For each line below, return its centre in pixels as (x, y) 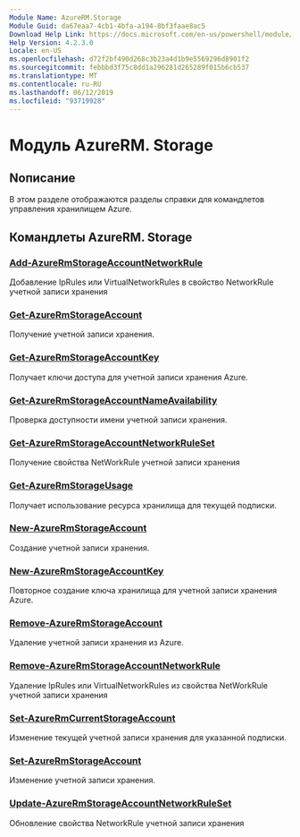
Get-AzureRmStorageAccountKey (84, 357)
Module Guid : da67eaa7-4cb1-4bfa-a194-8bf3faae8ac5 (107, 26)
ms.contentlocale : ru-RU (55, 84)
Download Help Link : (48, 34)
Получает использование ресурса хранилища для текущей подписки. (143, 505)
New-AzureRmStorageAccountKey (87, 571)
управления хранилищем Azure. (71, 209)
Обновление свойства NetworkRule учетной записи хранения (127, 823)
